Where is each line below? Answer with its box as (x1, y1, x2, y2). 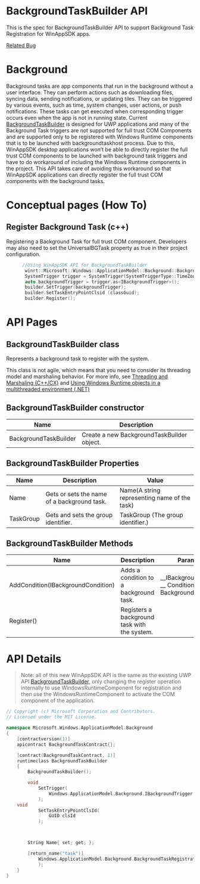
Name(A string (119, 486, 161, 494)
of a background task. (45, 497, 107, 505)
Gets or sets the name (45, 490, 107, 498)
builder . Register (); (24, 295, 76, 302)
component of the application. (20, 697, 95, 704)
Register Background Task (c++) (6, 222, 129, 232)
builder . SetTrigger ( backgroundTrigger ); (24, 285, 127, 290)
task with (120, 620, 146, 629)
